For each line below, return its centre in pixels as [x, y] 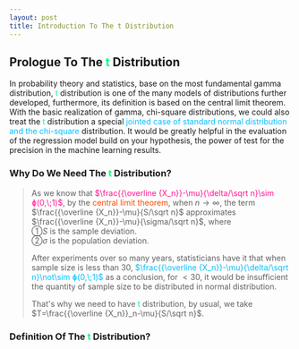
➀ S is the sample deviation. [84, 231]
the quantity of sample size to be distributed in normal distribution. [154, 286]
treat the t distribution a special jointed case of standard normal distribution [148, 122]
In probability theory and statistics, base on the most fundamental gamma [145, 84]
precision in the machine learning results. [85, 150]
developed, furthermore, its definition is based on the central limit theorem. [148, 103]
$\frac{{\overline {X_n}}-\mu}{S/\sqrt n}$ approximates [133, 212]
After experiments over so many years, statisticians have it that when [158, 258]
